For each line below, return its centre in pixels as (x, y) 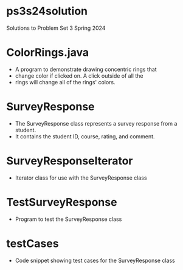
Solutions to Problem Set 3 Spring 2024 (56, 28)
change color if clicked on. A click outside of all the (79, 76)
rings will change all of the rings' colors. (65, 82)
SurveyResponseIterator (70, 161)
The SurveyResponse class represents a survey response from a (96, 123)
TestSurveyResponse (62, 202)
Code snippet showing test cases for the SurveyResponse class (95, 260)
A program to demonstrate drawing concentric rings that (86, 69)
